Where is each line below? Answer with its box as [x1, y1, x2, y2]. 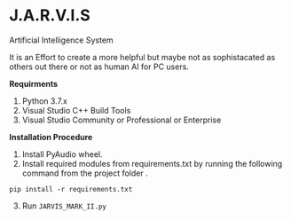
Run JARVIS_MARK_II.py [21, 200, 106, 211]
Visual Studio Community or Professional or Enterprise [21, 114, 222, 125]
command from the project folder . [21, 168, 148, 178]
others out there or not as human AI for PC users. [9, 61, 189, 72]
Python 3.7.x [21, 95, 68, 106]
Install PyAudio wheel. [21, 148, 104, 160]
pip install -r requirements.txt [9, 185, 133, 193]
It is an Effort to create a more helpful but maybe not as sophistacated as [9, 51, 276, 62]
